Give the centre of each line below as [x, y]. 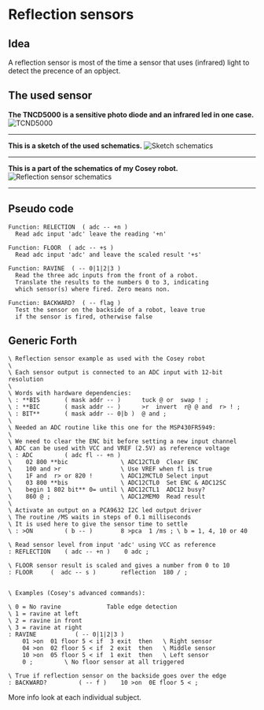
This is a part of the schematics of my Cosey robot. [93, 168]
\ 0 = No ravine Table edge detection [93, 607]
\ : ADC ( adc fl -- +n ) [65, 455]
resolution [26, 380]
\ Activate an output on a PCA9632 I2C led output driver [105, 511]
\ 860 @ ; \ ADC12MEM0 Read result [107, 497]
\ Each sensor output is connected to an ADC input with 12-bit [115, 373]
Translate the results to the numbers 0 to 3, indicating [112, 282]
